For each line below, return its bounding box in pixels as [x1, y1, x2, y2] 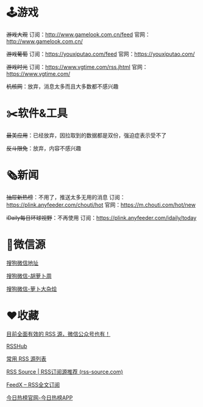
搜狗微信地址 [6, 259, 38, 266]
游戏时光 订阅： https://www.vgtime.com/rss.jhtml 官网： [6, 63, 148, 70]
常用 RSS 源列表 [6, 355, 47, 362]
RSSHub [6, 342, 27, 350]
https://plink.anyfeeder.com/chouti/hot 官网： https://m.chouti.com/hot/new [6, 201, 196, 208]
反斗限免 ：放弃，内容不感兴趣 [6, 144, 81, 152]
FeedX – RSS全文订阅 [6, 381, 60, 388]
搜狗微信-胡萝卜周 [6, 272, 52, 279]
